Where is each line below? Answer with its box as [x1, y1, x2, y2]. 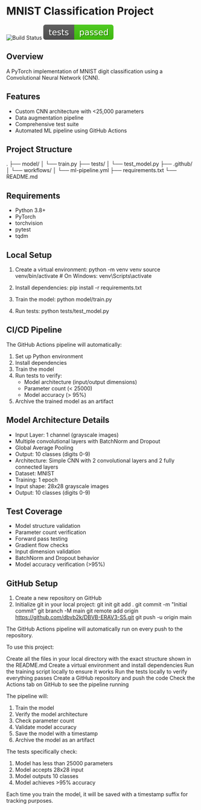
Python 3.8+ [14, 207, 46, 214]
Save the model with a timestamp [14, 730, 98, 738]
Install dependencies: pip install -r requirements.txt [14, 284, 142, 291]
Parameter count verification [14, 529, 86, 536]
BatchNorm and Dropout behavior [14, 554, 100, 562]
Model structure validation [14, 522, 80, 530]
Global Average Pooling [14, 444, 74, 451]
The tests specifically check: [6, 748, 78, 756]
